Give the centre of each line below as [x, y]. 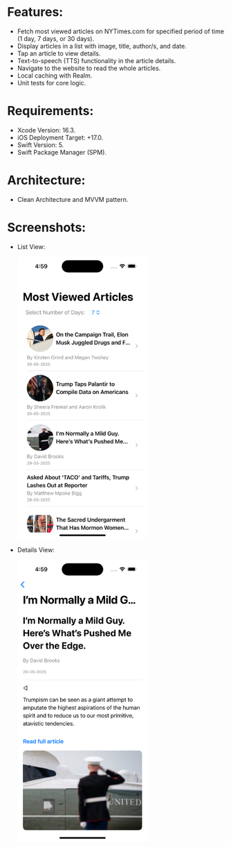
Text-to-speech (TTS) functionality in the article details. [96, 60]
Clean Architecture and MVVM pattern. [73, 199]
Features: [35, 12]
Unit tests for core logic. [52, 83]
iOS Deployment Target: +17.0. [60, 137]
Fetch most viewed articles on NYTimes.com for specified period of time [121, 31]
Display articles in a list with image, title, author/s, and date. [102, 46]
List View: [31, 246]
